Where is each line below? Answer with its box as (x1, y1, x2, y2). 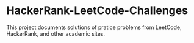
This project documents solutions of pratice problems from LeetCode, (6, 24, 182, 31)
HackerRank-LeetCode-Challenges (6, 4, 188, 18)
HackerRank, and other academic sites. (6, 30, 106, 37)
